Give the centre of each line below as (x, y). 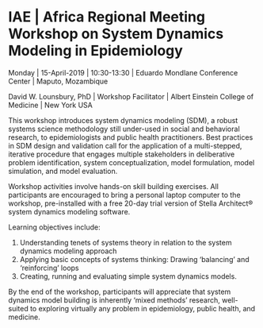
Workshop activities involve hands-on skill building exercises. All (114, 186)
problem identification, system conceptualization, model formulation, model (131, 162)
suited (19, 308)
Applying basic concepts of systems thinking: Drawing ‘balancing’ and (134, 259)
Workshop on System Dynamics (116, 34)
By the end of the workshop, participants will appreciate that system (120, 291)
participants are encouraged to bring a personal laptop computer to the (124, 195)
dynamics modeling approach (68, 251)
